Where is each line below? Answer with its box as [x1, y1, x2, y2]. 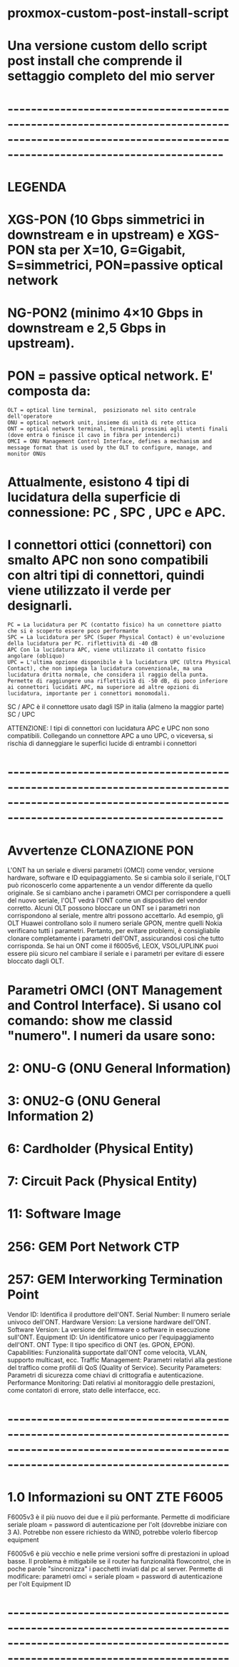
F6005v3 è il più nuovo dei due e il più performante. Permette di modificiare [7, 1512, 230, 1521]
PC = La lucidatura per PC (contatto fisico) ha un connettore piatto [7, 621, 222, 629]
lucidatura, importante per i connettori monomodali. [7, 690, 171, 697]
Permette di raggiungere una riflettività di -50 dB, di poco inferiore [7, 678, 228, 685]
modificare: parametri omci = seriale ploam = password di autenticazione [7, 1572, 223, 1581]
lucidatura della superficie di [7, 489, 180, 505]
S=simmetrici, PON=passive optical [7, 257, 223, 273]
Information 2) [7, 1108, 94, 1124]
